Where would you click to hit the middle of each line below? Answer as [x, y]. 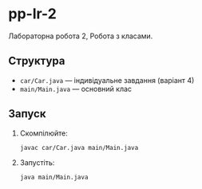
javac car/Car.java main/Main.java [79, 148]
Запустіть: [37, 162]
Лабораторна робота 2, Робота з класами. [81, 36]
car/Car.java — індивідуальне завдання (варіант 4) [107, 80]
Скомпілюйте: [44, 133]
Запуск [27, 114]
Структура [37, 61]
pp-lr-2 [33, 14]
